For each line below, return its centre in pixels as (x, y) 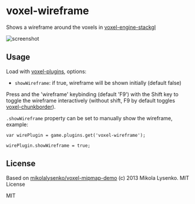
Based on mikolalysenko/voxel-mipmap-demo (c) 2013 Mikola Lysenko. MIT (98, 177)
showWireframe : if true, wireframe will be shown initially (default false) (98, 83)
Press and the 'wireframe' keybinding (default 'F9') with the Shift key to (93, 94)
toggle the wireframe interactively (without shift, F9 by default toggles (90, 100)
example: (17, 124)
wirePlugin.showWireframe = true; (48, 146)
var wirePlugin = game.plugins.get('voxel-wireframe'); (76, 135)
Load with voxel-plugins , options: (46, 71)
